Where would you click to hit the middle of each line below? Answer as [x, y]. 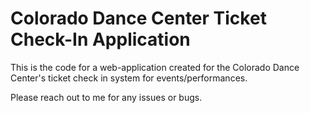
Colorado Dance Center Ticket [138, 18]
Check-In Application [100, 39]
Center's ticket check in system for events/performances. [129, 78]
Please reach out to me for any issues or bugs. [106, 97]
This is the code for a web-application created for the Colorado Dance [155, 67]
